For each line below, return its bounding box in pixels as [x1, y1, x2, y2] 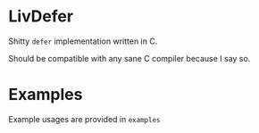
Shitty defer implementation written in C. [8, 36, 158, 46]
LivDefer [8, 6, 73, 27]
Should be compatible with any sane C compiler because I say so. [8, 53, 251, 63]
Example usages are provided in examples [8, 113, 161, 124]
